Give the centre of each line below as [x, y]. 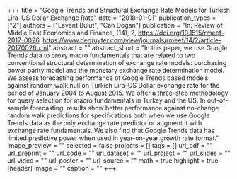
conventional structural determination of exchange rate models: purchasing [117, 63]
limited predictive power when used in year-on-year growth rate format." [113, 138]
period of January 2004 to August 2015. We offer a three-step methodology [118, 93]
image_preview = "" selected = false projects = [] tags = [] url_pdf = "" [110, 145]
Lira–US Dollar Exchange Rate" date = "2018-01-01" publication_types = [112, 18]
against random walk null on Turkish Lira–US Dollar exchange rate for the [114, 85]
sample [18, 108]
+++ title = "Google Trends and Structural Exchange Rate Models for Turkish [119, 10]
